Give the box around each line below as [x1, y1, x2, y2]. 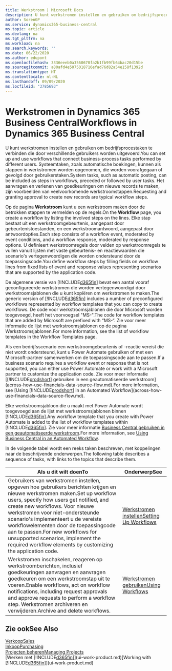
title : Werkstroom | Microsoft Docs [5, 7, 83, 13]
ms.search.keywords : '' [5, 46, 56, 51]
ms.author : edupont [5, 55, 47, 61]
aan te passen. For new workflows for [8, 528, 97, 535]
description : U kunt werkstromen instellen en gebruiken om [5, 12, 137, 17]
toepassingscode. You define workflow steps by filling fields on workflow [5, 258, 159, 264]
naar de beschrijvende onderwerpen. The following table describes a [5, 450, 149, 457]
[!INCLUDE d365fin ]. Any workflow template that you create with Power [5, 413, 154, 420]
